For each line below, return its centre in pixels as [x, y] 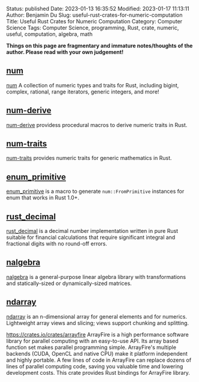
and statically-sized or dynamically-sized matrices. [69, 283]
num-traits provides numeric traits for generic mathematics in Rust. [89, 158]
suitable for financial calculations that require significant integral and [91, 237]
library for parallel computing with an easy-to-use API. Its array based [92, 341]
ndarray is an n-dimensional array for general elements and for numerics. [97, 316]
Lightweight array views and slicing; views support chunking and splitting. [98, 323]
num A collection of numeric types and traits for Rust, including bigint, [93, 85]
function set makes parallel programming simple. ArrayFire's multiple [91, 347]
